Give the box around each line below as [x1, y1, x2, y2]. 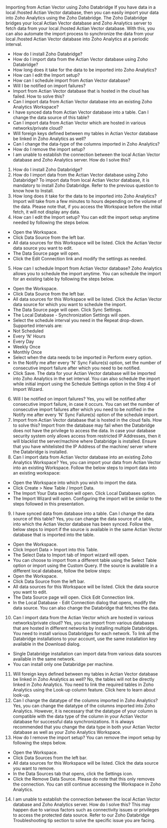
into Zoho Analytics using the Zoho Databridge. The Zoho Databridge [5, 15, 148, 20]
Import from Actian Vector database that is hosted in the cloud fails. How [12, 417, 162, 423]
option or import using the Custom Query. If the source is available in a [12, 563, 158, 568]
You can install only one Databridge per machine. [12, 662, 114, 667]
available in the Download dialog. [12, 641, 81, 647]
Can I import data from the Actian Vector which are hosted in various [12, 615, 154, 620]
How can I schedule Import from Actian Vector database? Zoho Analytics [12, 265, 163, 271]
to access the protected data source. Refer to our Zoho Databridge [12, 812, 150, 818]
